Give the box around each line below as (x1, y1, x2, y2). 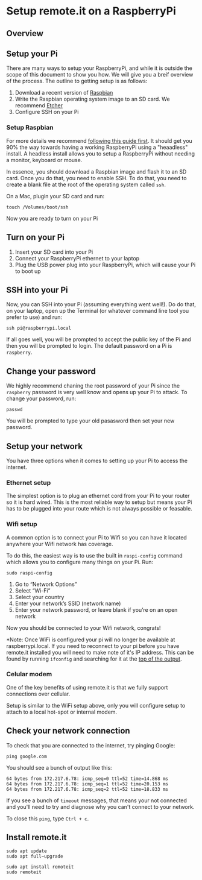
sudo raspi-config (6, 570, 52, 576)
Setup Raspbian (6, 124, 54, 132)
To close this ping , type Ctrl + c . (6, 815, 89, 822)
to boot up (14, 267, 41, 275)
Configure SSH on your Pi (14, 108, 79, 116)
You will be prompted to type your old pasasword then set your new (6, 417, 175, 424)
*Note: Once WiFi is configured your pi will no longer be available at (6, 636, 175, 643)
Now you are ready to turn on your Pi (6, 215, 98, 222)
